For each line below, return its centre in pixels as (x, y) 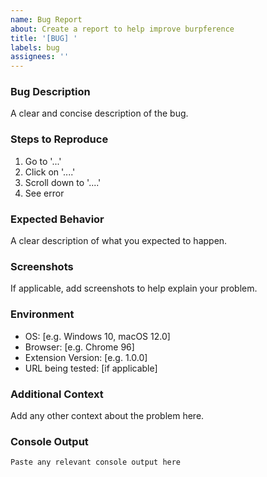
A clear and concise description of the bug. (99, 113)
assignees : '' (40, 57)
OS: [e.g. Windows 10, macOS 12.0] (97, 336)
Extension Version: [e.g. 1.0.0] (86, 357)
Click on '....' (50, 172)
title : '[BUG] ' (44, 38)
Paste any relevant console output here (96, 462)
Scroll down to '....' (63, 182)
